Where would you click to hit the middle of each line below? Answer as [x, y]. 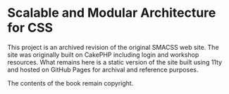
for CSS [30, 28]
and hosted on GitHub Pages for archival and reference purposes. [103, 69]
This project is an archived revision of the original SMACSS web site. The [113, 47]
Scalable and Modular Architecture [112, 13]
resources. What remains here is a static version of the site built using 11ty [115, 62]
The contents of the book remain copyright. [70, 83]
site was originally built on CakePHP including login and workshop [103, 55]
